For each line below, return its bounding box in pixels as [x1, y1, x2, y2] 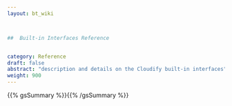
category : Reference [7, 53, 67, 60]
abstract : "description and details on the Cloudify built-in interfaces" [7, 66, 227, 73]
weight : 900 [7, 72, 41, 79]
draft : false [7, 59, 45, 66]
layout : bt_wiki [7, 10, 54, 17]
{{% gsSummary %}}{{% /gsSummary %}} [7, 91, 129, 99]
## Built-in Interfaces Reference [7, 34, 110, 41]
